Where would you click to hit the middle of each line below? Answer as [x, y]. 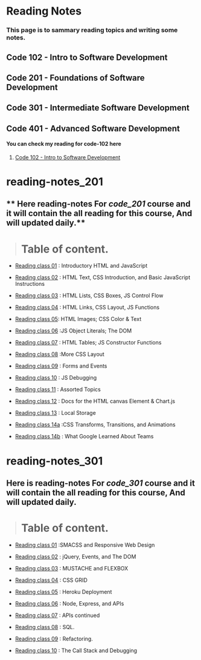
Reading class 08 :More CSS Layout [59, 354]
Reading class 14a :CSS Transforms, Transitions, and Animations [95, 424]
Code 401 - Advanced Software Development [93, 128]
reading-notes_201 [55, 182]
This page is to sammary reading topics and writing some [92, 30]
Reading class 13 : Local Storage [56, 413]
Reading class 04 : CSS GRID [51, 580]
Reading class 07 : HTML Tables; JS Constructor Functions [88, 343]
